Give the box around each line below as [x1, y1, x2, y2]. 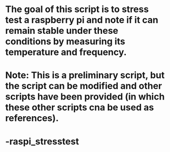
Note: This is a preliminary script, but [5, 70, 165, 81]
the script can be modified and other [5, 80, 162, 92]
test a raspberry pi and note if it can [5, 14, 158, 26]
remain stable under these [5, 25, 118, 36]
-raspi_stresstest [5, 135, 79, 147]
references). [5, 113, 59, 124]
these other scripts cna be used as [5, 102, 154, 113]
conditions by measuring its [5, 36, 125, 47]
